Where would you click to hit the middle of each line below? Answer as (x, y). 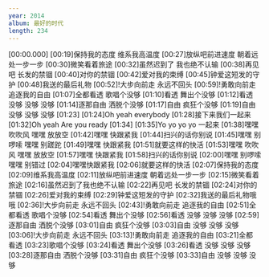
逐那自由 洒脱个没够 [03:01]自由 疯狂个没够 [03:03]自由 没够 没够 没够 (124, 225)
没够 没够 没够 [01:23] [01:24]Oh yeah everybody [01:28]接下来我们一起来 (130, 115)
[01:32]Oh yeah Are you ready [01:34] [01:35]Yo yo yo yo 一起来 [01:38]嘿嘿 (134, 124)
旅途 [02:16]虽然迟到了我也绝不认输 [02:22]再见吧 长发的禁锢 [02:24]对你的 (133, 185)
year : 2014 (26, 16)
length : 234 (28, 31)
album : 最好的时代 (36, 23)
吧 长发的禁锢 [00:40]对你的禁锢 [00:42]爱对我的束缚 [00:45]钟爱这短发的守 (134, 75)
